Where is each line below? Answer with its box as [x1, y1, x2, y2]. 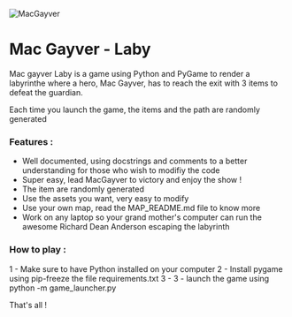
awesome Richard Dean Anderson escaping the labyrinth [21, 222, 230, 232]
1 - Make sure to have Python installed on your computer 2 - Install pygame [9, 263, 283, 274]
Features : [9, 135, 54, 147]
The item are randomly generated [21, 184, 144, 194]
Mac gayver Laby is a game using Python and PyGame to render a [9, 68, 250, 79]
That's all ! [9, 299, 47, 310]
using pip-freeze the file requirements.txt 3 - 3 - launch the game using [9, 273, 270, 283]
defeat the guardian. [9, 87, 84, 97]
